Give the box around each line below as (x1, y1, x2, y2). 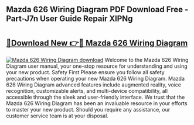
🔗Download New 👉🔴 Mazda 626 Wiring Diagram (6, 38, 188, 48)
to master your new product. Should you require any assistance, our (6, 106, 171, 113)
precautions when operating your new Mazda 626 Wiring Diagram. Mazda (6, 75, 185, 82)
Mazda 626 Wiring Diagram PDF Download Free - (6, 5, 189, 15)
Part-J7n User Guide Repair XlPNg (6, 14, 133, 24)
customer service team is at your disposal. (6, 112, 108, 119)
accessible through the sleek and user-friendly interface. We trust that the (6, 93, 185, 100)
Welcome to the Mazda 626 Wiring (104, 57, 189, 63)
